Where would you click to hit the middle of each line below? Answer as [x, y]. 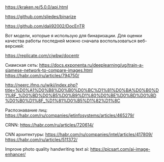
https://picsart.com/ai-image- [120, 149]
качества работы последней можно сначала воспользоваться [71, 41]
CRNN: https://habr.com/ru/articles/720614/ [49, 125]
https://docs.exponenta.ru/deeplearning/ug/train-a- [91, 65]
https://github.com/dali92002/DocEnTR [45, 26]
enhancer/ [15, 154]
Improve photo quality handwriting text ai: [47, 149]
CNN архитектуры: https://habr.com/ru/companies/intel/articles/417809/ [79, 134]
